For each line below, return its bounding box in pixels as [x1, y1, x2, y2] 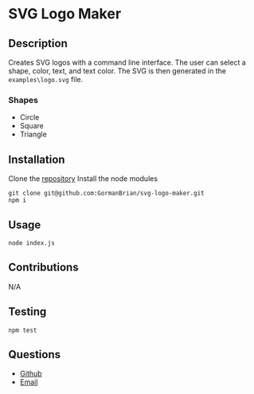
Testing [8, 305, 47, 319]
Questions [8, 348, 61, 361]
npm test [8, 326, 37, 334]
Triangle [19, 129, 48, 140]
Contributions [8, 261, 79, 274]
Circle [19, 112, 40, 122]
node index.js [8, 238, 56, 247]
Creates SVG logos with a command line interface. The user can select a [8, 57, 247, 67]
